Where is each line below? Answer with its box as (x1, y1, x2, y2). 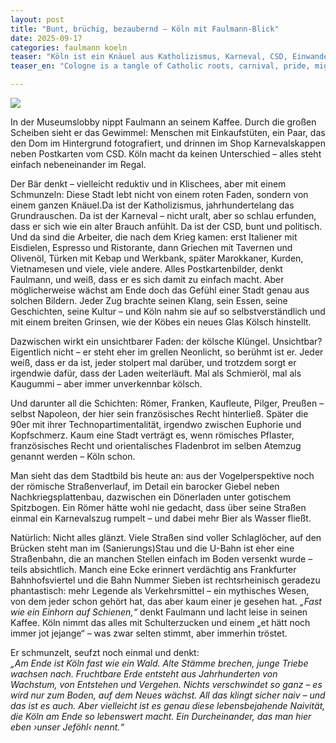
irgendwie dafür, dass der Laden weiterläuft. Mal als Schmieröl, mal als (10, 367, 302, 379)
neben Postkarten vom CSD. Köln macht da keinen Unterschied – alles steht (10, 148, 322, 160)
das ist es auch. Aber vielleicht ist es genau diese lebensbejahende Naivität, (10, 700, 326, 711)
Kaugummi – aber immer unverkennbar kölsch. (10, 378, 203, 390)
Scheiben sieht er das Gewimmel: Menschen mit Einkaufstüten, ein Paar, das (10, 127, 326, 138)
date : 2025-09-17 (10, 33, 83, 43)
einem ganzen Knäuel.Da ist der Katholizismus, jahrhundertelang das (10, 199, 295, 211)
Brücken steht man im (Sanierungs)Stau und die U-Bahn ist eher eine (10, 542, 295, 554)
